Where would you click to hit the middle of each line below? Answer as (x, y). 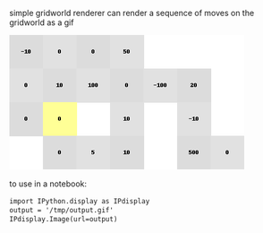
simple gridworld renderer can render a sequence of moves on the (132, 13)
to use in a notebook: (48, 184)
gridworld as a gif (42, 22)
